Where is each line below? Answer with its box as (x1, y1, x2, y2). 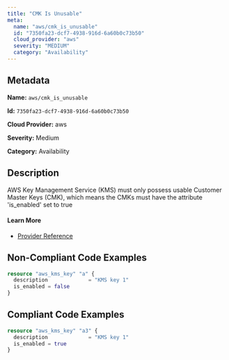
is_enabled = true (13, 340, 68, 347)
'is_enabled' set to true (7, 200, 73, 208)
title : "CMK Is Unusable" (7, 10, 82, 17)
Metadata (7, 74, 50, 87)
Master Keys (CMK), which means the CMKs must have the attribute (7, 193, 203, 202)
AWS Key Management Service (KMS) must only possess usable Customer (7, 186, 222, 194)
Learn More (7, 216, 42, 224)
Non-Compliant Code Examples (7, 252, 148, 264)
